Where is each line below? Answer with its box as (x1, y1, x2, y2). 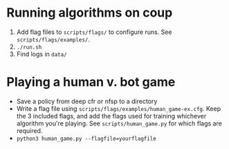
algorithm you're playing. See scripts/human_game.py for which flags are (16, 119, 222, 128)
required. (16, 126, 43, 134)
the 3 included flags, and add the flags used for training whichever (16, 112, 207, 120)
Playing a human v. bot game (6, 74, 176, 90)
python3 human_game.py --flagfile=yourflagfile (16, 135, 156, 142)
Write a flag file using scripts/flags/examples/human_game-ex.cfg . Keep (16, 104, 221, 112)
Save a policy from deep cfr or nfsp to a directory (16, 97, 158, 105)
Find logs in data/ (16, 50, 67, 58)
